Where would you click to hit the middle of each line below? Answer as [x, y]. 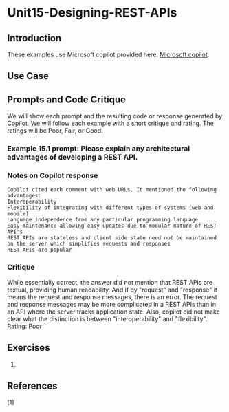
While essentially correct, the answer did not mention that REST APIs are [110, 282]
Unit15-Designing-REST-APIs [92, 13]
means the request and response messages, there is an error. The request [112, 296]
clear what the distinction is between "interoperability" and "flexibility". [107, 318]
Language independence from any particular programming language [102, 220]
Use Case [28, 76]
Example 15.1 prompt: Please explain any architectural [99, 149]
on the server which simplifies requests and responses [89, 244]
